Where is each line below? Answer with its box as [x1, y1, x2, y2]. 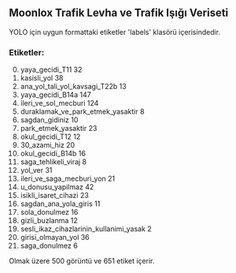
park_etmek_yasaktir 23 [20, 124, 98, 133]
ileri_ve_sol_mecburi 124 [20, 99, 99, 108]
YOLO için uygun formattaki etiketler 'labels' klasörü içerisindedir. [9, 27, 221, 36]
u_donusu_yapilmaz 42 [20, 182, 94, 192]
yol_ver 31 [20, 166, 53, 175]
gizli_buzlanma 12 [20, 216, 78, 226]
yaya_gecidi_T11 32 [20, 65, 83, 74]
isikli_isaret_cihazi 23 [20, 191, 89, 200]
